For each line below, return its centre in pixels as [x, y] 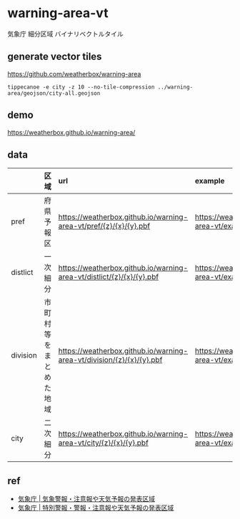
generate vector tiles [55, 57]
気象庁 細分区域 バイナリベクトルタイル [65, 34]
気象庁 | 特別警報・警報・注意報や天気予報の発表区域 [96, 508]
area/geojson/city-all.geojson [54, 93]
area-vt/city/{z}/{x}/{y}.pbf [103, 443]
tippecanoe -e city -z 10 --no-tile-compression [81, 87]
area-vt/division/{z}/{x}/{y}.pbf [110, 360]
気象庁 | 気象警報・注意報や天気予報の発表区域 [86, 499]
